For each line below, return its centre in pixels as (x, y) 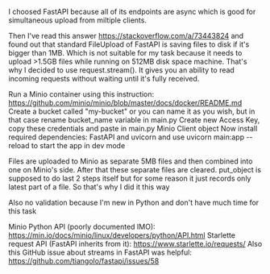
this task (23, 211)
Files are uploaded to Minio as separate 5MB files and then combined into (131, 161)
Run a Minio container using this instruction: (81, 94)
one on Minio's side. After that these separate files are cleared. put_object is (135, 170)
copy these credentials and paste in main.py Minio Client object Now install (133, 129)
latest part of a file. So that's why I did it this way (89, 187)
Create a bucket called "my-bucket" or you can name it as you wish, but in (132, 111)
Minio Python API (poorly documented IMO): (82, 226)
